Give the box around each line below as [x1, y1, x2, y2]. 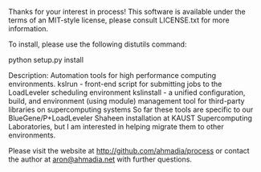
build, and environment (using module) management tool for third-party [8, 96, 245, 105]
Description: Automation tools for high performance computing [8, 71, 217, 80]
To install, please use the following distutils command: [8, 39, 187, 49]
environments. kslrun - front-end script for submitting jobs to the [8, 80, 222, 88]
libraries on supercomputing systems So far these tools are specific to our [8, 104, 254, 114]
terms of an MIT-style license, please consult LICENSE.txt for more [8, 15, 230, 25]
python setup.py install [8, 55, 84, 64]
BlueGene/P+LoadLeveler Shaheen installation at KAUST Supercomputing [8, 113, 253, 123]
